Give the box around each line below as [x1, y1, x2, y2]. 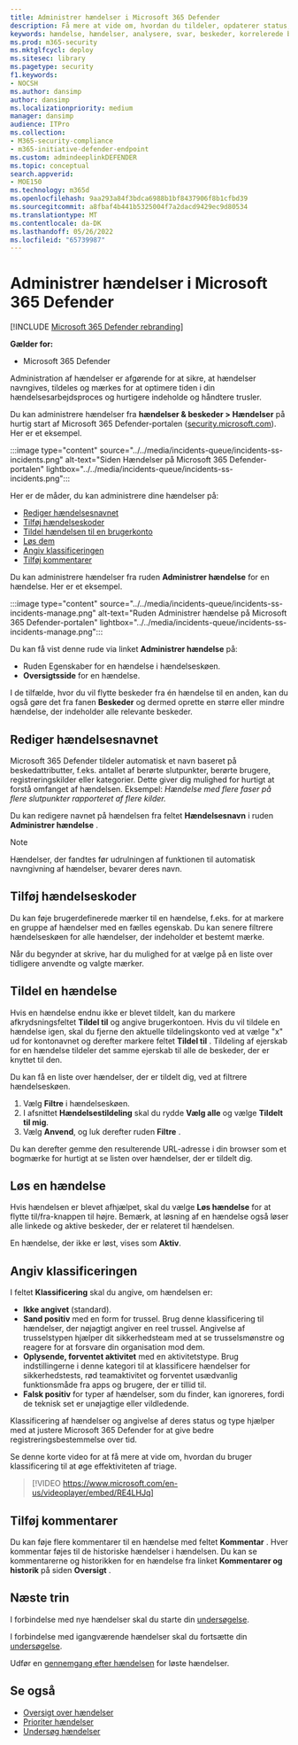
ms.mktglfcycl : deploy [10, 46, 94, 55]
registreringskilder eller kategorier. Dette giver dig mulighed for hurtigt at [10, 774, 275, 785]
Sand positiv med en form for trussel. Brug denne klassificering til [22, 1314, 264, 1324]
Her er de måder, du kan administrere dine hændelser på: [10, 491, 219, 501]
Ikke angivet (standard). [22, 1304, 111, 1315]
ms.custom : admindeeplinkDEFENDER [10, 152, 138, 162]
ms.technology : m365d [10, 186, 90, 195]
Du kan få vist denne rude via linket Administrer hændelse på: [10, 644, 238, 655]
